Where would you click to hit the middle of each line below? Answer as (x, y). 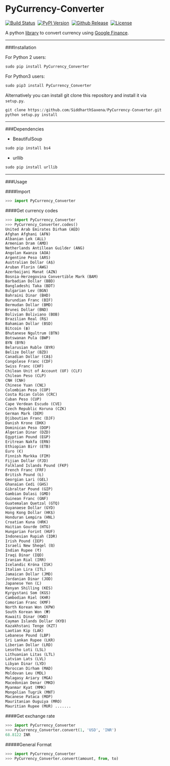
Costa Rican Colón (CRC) (31, 395)
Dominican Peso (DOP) (28, 428)
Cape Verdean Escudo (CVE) (34, 404)
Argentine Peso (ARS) (28, 258)
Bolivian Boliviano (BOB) (32, 314)
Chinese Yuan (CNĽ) (26, 385)
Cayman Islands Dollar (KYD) (36, 621)
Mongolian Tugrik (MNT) (30, 692)
